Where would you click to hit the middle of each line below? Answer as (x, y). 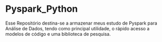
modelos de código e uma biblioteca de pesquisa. (58, 34)
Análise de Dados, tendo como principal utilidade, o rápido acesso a (78, 28)
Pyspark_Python (42, 9)
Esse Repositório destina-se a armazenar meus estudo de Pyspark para (82, 23)
